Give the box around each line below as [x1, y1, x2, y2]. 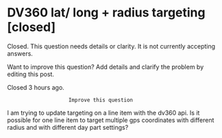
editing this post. [7, 70, 55, 78]
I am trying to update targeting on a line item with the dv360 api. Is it [7, 108, 200, 117]
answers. [7, 49, 33, 58]
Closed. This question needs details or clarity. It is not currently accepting [7, 42, 216, 50]
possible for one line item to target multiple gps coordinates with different [7, 115, 214, 124]
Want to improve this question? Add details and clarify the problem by [7, 62, 204, 71]
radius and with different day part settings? [7, 123, 129, 131]
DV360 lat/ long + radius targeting [7, 5, 206, 21]
